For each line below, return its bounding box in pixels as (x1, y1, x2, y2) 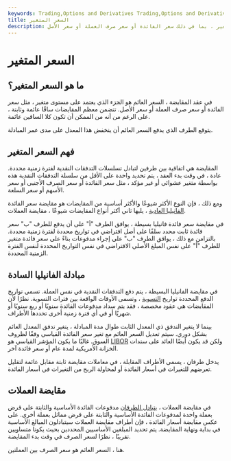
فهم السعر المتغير (8, 146, 75, 157)
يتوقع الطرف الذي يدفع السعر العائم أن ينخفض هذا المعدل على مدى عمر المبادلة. (8, 126, 213, 134)
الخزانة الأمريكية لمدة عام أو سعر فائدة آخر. (8, 344, 119, 352)
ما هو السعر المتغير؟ (8, 80, 84, 91)
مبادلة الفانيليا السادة (8, 269, 85, 280)
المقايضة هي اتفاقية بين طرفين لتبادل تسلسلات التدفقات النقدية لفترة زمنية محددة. (8, 164, 219, 172)
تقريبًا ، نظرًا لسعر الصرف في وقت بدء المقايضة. (8, 432, 131, 440)
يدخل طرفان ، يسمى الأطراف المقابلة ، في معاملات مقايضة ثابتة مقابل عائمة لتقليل (8, 358, 219, 366)
